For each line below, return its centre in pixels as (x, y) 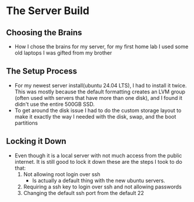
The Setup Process (42, 71)
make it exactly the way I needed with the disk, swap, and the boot (95, 116)
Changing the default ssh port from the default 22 (83, 193)
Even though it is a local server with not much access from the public (98, 155)
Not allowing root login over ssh (62, 174)
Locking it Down (36, 141)
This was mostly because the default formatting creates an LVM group (100, 92)
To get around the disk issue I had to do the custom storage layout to (98, 110)
